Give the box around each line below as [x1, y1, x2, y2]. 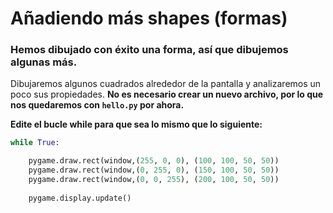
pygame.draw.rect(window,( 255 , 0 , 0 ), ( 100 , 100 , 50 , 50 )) [28, 156, 280, 166]
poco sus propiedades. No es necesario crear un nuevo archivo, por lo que [10, 88, 324, 101]
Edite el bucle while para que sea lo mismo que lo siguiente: [10, 118, 263, 131]
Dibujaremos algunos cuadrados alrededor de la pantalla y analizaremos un [10, 78, 322, 90]
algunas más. [10, 55, 78, 69]
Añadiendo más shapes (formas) [10, 7, 288, 30]
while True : [10, 138, 60, 148]
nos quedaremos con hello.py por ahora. [10, 99, 185, 111]
